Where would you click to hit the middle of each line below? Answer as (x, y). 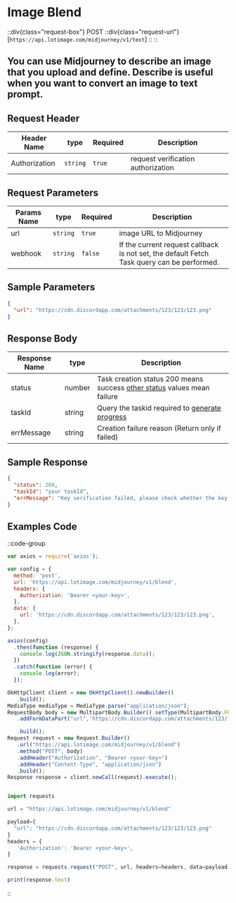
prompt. (25, 95)
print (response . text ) (39, 880)
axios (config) (28, 641)
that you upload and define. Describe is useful (110, 72)
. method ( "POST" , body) (50, 751)
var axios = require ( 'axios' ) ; (53, 556)
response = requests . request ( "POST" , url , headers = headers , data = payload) (119, 867)
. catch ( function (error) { (53, 667)
